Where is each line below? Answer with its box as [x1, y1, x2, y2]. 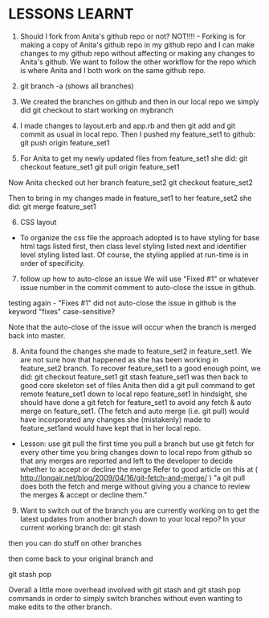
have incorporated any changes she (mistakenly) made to [19, 415, 211, 424]
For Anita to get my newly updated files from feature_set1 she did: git [19, 153, 248, 163]
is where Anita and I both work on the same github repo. [19, 65, 206, 75]
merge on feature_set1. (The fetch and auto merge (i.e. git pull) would [19, 406, 250, 415]
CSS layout [19, 217, 57, 227]
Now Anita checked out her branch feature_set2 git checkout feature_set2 [8, 178, 253, 187]
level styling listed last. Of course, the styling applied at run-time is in [19, 250, 249, 260]
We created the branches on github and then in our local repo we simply [19, 96, 259, 106]
